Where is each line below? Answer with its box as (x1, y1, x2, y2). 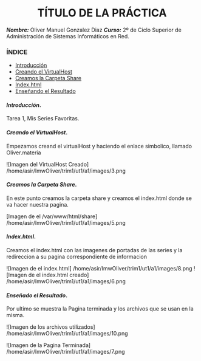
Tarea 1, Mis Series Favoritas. (6, 115, 80, 122)
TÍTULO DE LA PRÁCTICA (37, 6, 167, 20)
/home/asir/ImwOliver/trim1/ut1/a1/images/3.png (6, 167, 126, 174)
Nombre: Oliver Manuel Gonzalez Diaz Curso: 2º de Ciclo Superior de (6, 26, 182, 33)
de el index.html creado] (28, 271, 89, 279)
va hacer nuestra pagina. (6, 201, 69, 208)
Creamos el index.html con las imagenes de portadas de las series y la (6, 247, 183, 254)
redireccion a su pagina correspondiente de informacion (6, 253, 148, 261)
